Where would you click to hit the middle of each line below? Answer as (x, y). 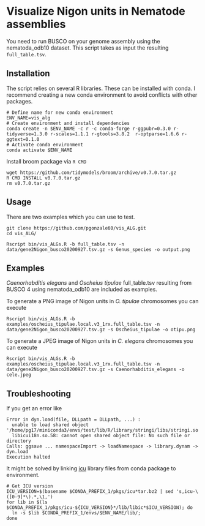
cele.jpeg (19, 375)
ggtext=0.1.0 (23, 139)
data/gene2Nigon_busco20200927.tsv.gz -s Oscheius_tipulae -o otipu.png (101, 330)
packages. (20, 101)
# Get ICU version (30, 486)
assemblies (36, 24)
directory (19, 441)
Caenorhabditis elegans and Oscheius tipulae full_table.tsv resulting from (99, 283)
